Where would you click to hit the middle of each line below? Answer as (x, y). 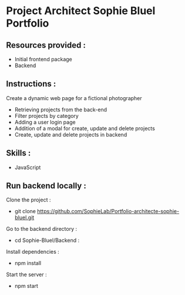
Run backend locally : (46, 186)
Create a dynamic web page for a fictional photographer (74, 98)
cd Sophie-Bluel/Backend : (47, 240)
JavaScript (28, 167)
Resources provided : (46, 45)
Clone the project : (28, 200)
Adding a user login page (45, 122)
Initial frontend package (43, 59)
